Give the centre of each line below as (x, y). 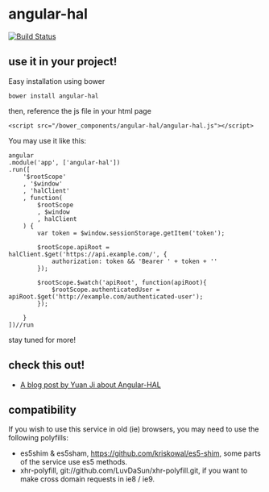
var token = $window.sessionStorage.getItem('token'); (131, 233)
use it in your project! (63, 62)
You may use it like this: (48, 140)
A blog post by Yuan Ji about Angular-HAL (90, 385)
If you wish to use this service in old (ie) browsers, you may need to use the (134, 429)
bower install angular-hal (54, 96)
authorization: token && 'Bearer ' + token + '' (134, 261)
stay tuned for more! (42, 340)
